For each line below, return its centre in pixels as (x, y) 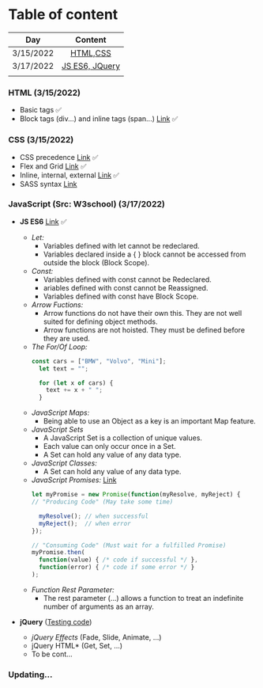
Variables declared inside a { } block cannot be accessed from (145, 254)
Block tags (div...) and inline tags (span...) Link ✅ (99, 119)
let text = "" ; (64, 369)
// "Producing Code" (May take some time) (102, 502)
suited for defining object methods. (100, 321)
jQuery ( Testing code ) (56, 621)
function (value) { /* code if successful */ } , (118, 560)
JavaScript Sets (57, 430)
